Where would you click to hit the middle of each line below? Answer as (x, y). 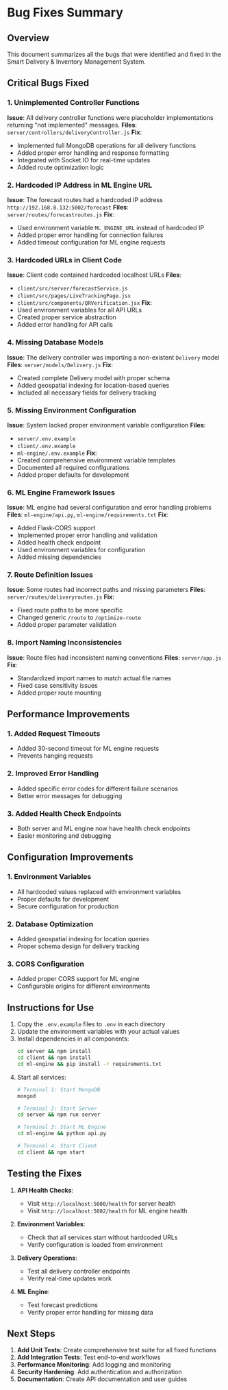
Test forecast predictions (62, 1305)
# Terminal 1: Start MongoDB (59, 1090)
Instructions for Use (51, 1007)
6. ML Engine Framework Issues (61, 493)
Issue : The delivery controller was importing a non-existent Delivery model (113, 357)
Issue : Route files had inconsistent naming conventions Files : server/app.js (114, 657)
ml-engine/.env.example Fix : (57, 453)
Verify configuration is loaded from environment (95, 1244)
